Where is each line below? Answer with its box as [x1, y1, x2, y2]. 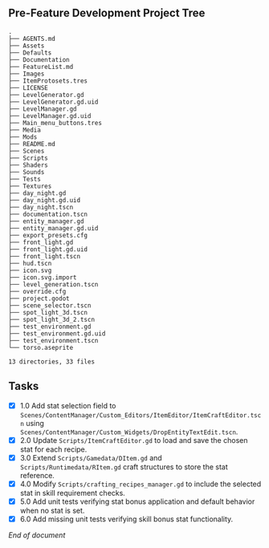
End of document [8, 530, 66, 540]
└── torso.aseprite [8, 343, 74, 351]
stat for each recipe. [19, 444, 88, 454]
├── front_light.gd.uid [8, 245, 88, 254]
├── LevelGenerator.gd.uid [8, 98, 99, 106]
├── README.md [8, 140, 56, 148]
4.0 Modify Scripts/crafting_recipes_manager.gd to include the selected [19, 479, 262, 489]
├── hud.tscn [8, 259, 52, 267]
